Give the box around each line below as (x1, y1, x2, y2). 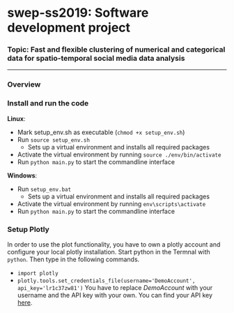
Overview (7, 80, 41, 89)
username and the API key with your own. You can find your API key (17, 291, 213, 299)
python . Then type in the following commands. (7, 255, 140, 263)
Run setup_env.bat (17, 184, 72, 193)
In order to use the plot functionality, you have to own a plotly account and (7, 240, 221, 249)
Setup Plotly (7, 224, 50, 234)
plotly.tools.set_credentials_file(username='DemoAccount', (17, 277, 196, 284)
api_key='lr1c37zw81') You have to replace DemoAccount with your (17, 284, 213, 291)
